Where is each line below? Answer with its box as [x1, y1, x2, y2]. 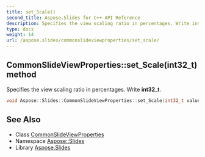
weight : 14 [6, 32, 34, 38]
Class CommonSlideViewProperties [15, 131, 105, 138]
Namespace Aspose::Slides [15, 137, 85, 144]
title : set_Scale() [6, 9, 56, 15]
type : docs [6, 26, 34, 32]
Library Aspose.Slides [15, 144, 71, 151]
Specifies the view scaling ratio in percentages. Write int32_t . [6, 86, 162, 93]
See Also [6, 114, 41, 125]
